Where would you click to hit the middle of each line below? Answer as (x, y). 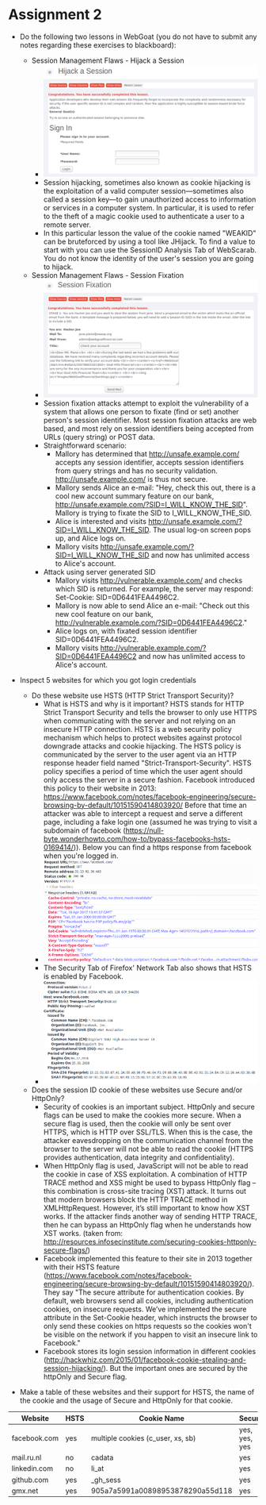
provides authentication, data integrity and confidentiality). (139, 1157)
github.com (30, 1480)
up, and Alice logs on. (91, 538)
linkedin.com (32, 1468)
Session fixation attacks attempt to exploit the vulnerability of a (146, 403)
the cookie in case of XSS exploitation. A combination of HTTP (145, 1174)
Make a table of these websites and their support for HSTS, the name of (137, 1392)
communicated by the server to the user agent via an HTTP (140, 754)
